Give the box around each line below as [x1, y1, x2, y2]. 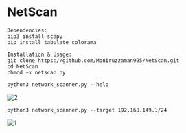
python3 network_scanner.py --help [7, 81, 109, 88]
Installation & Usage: [7, 51, 72, 58]
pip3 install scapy [7, 32, 63, 40]
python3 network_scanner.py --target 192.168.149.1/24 [7, 106, 167, 114]
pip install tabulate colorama [7, 39, 97, 45]
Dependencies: [7, 27, 48, 34]
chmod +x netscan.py [7, 69, 67, 76]
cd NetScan [7, 63, 38, 70]
